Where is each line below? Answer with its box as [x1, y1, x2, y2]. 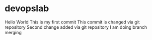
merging [4, 29, 22, 35]
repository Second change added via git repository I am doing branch [4, 24, 147, 30]
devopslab [4, 3, 49, 14]
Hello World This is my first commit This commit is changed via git [4, 19, 140, 25]
